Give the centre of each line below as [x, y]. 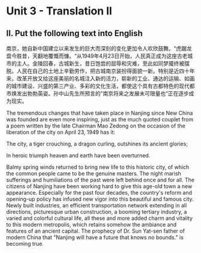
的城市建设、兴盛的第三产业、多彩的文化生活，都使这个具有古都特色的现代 [98, 86]
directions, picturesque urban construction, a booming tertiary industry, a [97, 212]
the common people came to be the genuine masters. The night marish [94, 173]
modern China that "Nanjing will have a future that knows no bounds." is [95, 237]
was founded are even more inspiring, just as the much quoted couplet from [100, 119]
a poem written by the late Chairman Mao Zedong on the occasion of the [96, 126]
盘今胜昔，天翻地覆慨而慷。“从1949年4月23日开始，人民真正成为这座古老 [97, 56]
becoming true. [25, 244]
